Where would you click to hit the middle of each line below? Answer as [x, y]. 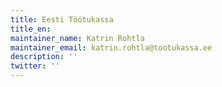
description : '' [44, 57]
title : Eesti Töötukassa [62, 19]
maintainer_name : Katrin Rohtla [77, 38]
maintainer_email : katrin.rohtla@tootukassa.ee [111, 47]
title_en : [31, 29]
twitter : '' [35, 66]
